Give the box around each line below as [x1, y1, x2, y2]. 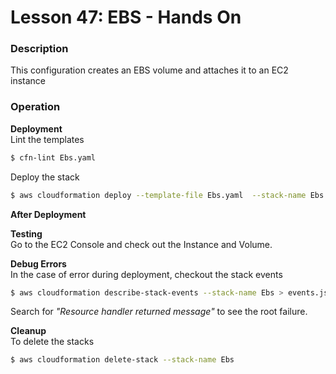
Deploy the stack [10, 171, 80, 183]
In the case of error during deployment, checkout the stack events [10, 268, 283, 280]
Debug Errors [10, 257, 67, 270]
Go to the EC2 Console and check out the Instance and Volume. [10, 238, 273, 250]
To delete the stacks [10, 336, 95, 348]
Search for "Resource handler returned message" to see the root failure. [10, 306, 308, 318]
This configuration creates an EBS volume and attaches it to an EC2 [10, 64, 289, 76]
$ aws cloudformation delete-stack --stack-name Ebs [10, 355, 235, 365]
